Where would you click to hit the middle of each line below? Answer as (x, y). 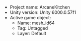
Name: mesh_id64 (36, 23)
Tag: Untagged (33, 28)
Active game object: (30, 18)
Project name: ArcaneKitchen (40, 7)
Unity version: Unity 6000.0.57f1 (43, 12)
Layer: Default (32, 33)
